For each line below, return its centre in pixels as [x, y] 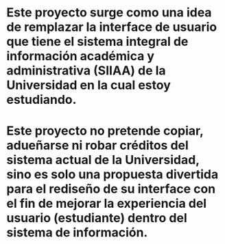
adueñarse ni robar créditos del [98, 146]
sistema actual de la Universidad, [103, 160]
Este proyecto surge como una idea [109, 13]
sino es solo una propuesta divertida [113, 175]
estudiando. [42, 100]
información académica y [81, 56]
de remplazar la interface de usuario [112, 27]
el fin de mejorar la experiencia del [107, 204]
